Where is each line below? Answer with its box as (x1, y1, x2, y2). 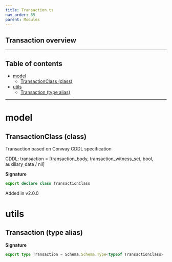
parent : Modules (5, 17, 40, 22)
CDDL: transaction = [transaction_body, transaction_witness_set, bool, (5, 156, 154, 162)
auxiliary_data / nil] (5, 161, 45, 167)
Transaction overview (5, 36, 77, 45)
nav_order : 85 (5, 12, 36, 17)
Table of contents (5, 59, 62, 68)
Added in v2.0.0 (5, 190, 39, 196)
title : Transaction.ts (5, 7, 54, 13)
